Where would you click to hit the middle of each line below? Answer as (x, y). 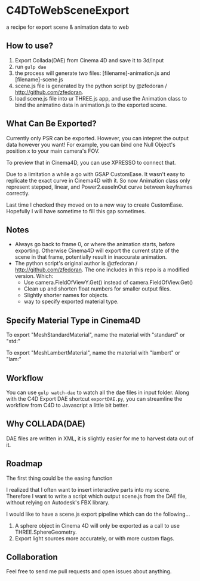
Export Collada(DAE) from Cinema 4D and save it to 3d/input (89, 60)
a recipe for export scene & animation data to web (68, 27)
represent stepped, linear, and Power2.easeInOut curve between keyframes (99, 187)
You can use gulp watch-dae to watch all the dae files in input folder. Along (98, 392)
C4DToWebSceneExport (68, 10)
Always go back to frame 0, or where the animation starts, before (95, 244)
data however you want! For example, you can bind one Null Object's (91, 144)
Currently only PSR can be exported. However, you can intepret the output (98, 138)
